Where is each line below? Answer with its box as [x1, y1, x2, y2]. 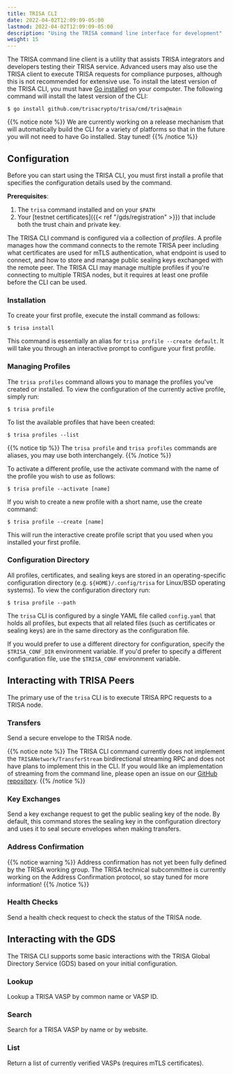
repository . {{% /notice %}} [7, 776, 86, 785]
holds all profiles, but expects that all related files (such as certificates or [7, 618, 216, 627]
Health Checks [7, 897, 58, 907]
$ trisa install [7, 325, 54, 332]
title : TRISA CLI [7, 10, 58, 17]
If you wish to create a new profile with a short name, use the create [7, 497, 203, 506]
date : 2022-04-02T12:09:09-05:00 [7, 17, 104, 24]
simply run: [7, 392, 40, 401]
